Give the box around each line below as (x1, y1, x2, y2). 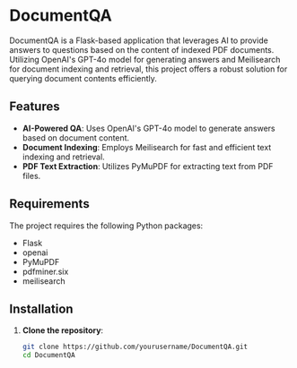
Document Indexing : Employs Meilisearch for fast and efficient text (22, 141, 272, 152)
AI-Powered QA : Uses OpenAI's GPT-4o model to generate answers (22, 123, 275, 133)
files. (22, 170, 41, 181)
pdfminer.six (22, 266, 69, 277)
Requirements (9, 196, 90, 211)
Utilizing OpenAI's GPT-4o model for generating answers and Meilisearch (9, 54, 281, 64)
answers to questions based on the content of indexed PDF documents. (9, 44, 275, 55)
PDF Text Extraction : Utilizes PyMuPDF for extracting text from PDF (22, 160, 274, 171)
